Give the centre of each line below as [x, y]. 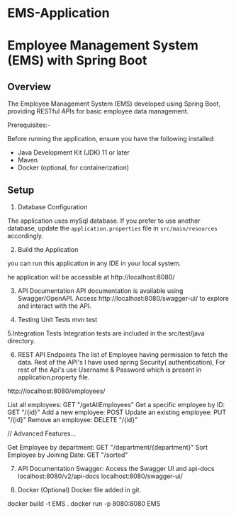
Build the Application [48, 249]
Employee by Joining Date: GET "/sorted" [68, 455]
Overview [29, 87]
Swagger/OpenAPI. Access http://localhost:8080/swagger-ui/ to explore [123, 298]
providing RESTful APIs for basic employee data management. [98, 111]
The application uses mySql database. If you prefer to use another [104, 221]
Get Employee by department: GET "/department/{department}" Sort [107, 447]
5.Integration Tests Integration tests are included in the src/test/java [106, 333]
